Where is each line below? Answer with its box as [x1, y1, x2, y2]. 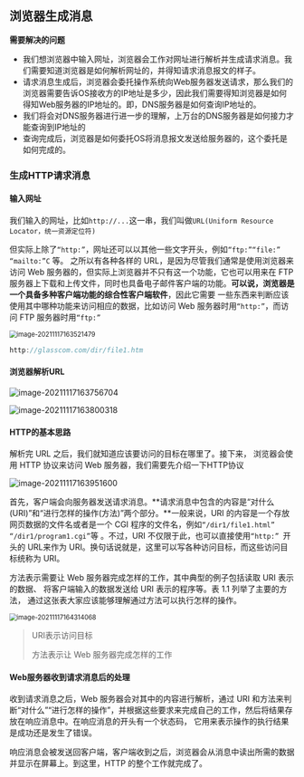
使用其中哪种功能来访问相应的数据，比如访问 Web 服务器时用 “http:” [9, 300, 265, 311]
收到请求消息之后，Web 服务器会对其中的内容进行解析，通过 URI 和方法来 [9, 694, 284, 705]
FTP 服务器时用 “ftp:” [19, 312, 101, 322]
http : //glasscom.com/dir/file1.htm [9, 345, 144, 355]
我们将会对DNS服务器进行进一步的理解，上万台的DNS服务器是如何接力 [22, 110, 287, 120]
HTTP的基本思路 [9, 427, 71, 437]
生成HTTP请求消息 [9, 168, 90, 181]
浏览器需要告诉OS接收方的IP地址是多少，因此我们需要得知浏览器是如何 [22, 87, 288, 98]
